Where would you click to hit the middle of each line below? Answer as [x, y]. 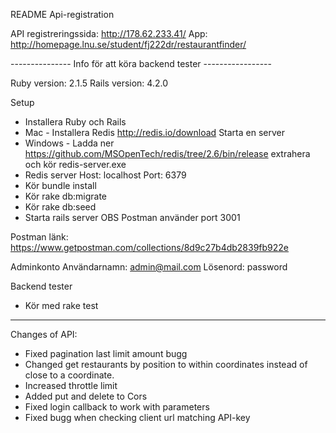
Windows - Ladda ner [69, 143]
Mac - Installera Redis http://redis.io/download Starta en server [154, 132]
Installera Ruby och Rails [75, 122]
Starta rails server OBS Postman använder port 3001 [132, 217]
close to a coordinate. [69, 375]
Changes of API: [44, 334]
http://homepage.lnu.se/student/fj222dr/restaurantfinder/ [128, 44]
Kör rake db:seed [60, 207]
